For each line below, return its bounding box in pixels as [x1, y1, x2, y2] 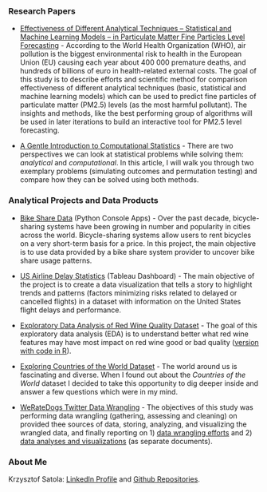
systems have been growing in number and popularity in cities [46, 221, 251, 231]
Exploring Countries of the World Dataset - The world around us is [19, 361, 238, 371]
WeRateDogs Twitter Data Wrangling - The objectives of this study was [19, 402, 253, 412]
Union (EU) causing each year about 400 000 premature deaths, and [19, 58, 246, 67]
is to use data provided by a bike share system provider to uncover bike [19, 247, 255, 256]
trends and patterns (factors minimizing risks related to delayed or [19, 288, 238, 297]
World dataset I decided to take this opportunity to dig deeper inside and [19, 378, 259, 388]
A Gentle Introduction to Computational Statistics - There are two [19, 141, 234, 151]
